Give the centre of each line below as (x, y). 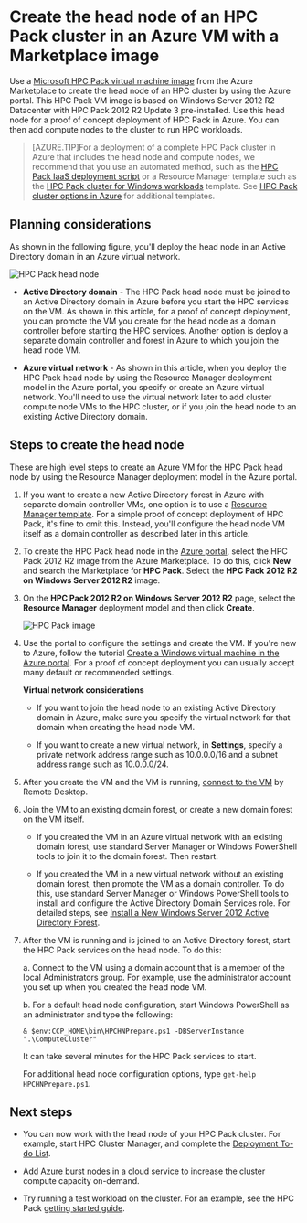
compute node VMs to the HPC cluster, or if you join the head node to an (159, 406)
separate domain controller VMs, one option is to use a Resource (145, 504)
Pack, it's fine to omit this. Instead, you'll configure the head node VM (154, 524)
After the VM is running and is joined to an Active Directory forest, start (156, 940)
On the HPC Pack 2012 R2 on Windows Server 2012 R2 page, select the (159, 598)
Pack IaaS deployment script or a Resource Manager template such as (164, 176)
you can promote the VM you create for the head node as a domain (149, 321)
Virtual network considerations (83, 690)
